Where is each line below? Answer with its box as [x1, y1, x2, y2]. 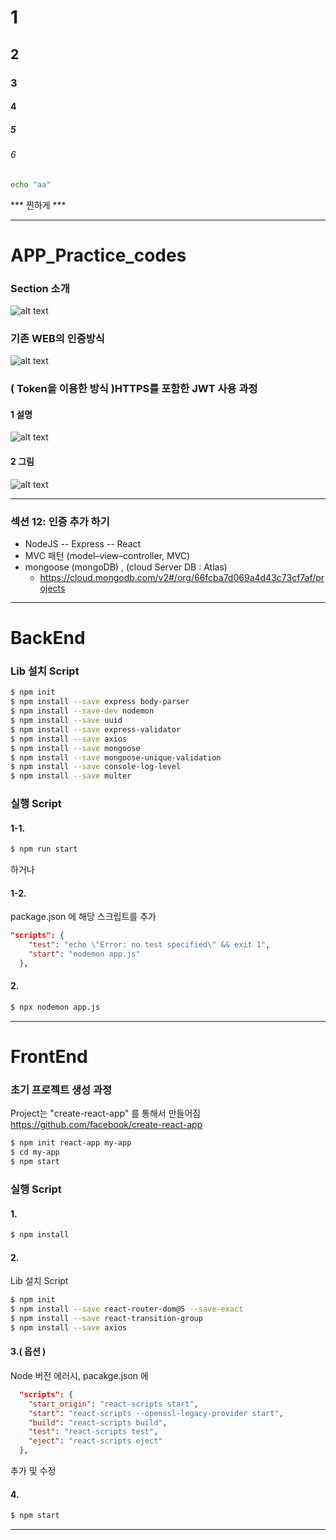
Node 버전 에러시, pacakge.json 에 [10, 1369, 149, 1381]
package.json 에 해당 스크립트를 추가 [10, 911, 157, 923]
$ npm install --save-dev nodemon [10, 706, 155, 716]
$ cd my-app [10, 1147, 60, 1158]
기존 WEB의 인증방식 [10, 331, 105, 345]
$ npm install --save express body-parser [10, 697, 190, 707]
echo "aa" [10, 179, 52, 190]
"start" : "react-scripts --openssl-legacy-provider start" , [28, 1408, 284, 1418]
